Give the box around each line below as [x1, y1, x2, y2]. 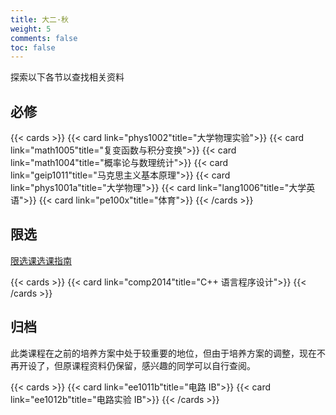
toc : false [10, 42, 56, 53]
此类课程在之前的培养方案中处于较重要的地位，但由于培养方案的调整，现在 [10, 347, 317, 359]
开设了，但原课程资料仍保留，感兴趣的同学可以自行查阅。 [18, 359, 256, 371]
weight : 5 [10, 24, 52, 34]
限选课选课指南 [10, 254, 72, 266]
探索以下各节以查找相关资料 [10, 71, 125, 83]
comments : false [10, 33, 78, 43]
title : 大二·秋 [10, 14, 69, 25]
